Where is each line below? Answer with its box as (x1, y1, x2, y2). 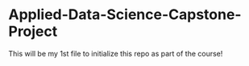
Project (8, 22, 58, 41)
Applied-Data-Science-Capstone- (8, 6, 242, 24)
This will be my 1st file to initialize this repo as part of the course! (8, 49, 223, 58)
